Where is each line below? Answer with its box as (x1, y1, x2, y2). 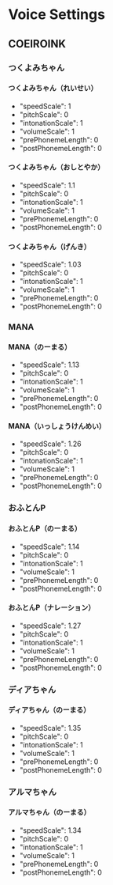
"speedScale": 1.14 (19, 542, 80, 551)
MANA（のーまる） (8, 342, 72, 351)
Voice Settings (8, 6, 106, 24)
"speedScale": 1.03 (19, 259, 82, 270)
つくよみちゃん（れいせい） (8, 83, 98, 93)
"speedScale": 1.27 (19, 621, 82, 630)
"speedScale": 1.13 (19, 360, 80, 369)
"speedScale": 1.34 (19, 826, 82, 835)
